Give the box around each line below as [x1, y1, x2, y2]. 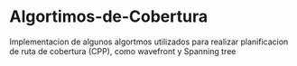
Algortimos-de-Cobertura [9, 6, 209, 27]
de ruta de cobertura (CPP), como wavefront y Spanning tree [9, 45, 237, 56]
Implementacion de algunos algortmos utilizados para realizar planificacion [9, 36, 289, 47]
